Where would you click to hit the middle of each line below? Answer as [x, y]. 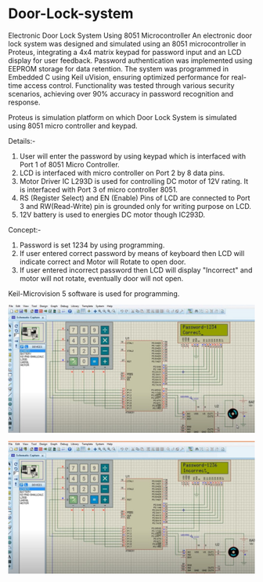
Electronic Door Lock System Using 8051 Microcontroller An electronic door [130, 35]
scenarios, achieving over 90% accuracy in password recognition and [121, 93]
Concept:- [25, 229]
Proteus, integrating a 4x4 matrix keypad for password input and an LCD [125, 52]
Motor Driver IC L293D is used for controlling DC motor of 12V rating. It [134, 181]
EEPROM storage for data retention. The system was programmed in [119, 68]
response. [24, 102]
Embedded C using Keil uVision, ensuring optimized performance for [119, 77]
